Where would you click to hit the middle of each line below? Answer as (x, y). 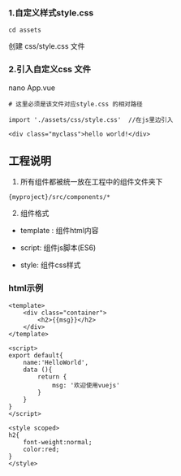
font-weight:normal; (58, 442)
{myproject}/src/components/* (60, 197)
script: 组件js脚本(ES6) (58, 248)
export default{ (36, 355)
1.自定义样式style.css (51, 12)
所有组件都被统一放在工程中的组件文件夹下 (91, 182)
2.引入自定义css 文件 (50, 69)
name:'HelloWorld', (56, 362)
